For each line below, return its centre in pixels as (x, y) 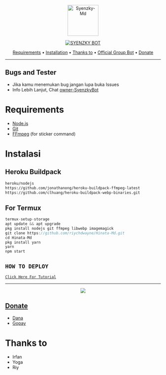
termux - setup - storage (27, 219)
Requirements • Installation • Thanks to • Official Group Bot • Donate (83, 52)
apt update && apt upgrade (33, 224)
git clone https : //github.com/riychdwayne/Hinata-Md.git (65, 233)
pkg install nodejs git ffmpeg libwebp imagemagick (59, 228)
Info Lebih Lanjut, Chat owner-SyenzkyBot (55, 89)
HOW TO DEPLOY (27, 266)
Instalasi (23, 154)
